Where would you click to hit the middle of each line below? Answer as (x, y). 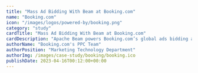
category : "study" (29, 28)
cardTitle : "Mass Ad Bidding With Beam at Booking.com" (76, 34)
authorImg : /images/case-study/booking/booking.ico (71, 55)
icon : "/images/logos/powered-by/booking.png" (64, 22)
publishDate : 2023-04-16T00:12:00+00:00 (57, 61)
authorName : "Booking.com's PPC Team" (54, 45)
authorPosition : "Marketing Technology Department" (71, 50)
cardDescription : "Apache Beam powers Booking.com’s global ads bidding (97, 39)
